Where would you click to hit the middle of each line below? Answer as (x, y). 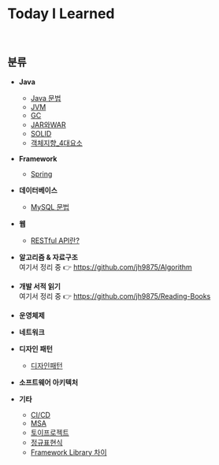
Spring (41, 173)
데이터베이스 (38, 190)
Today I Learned (61, 14)
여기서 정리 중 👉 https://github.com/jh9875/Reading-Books (115, 296)
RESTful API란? (55, 240)
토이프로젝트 (50, 432)
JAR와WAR (48, 125)
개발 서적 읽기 (39, 286)
